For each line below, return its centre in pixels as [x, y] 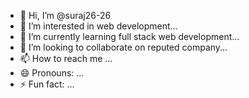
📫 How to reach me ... [66, 58]
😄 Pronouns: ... [52, 73]
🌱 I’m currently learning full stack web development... [129, 36]
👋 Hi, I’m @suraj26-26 [65, 15]
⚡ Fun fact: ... [47, 84]
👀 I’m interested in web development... [98, 26]
